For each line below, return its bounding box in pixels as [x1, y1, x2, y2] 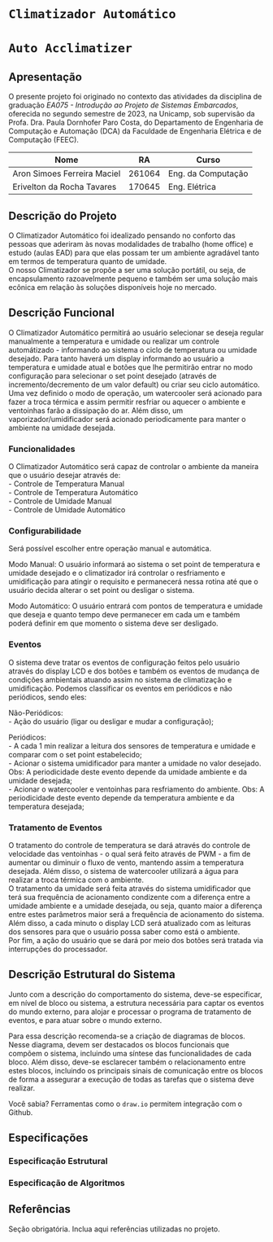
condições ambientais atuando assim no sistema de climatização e [8, 674, 232, 684]
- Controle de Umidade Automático [8, 505, 126, 515]
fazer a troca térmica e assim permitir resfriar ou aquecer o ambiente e [8, 397, 246, 406]
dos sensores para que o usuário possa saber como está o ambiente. [8, 927, 240, 937]
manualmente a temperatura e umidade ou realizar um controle [8, 336, 219, 346]
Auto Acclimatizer [8, 41, 132, 56]
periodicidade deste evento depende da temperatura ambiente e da [8, 792, 235, 802]
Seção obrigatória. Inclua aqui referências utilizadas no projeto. [8, 1224, 221, 1234]
